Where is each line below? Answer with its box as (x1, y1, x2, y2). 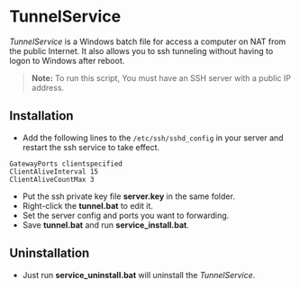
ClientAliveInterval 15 (9, 167, 99, 176)
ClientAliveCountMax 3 (9, 175, 95, 184)
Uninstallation (9, 246, 90, 261)
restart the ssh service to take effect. (22, 141, 160, 152)
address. (31, 82, 65, 93)
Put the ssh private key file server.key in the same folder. (22, 191, 236, 202)
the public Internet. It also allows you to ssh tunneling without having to (9, 45, 274, 56)
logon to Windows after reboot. (9, 55, 125, 66)
